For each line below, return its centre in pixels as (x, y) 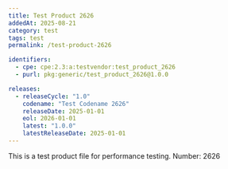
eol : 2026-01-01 (50, 119)
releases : (25, 88)
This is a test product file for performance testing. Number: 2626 (114, 155)
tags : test (26, 38)
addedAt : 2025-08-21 (43, 23)
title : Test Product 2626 (51, 16)
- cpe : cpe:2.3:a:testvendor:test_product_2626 (96, 67)
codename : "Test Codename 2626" (76, 104)
